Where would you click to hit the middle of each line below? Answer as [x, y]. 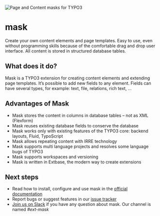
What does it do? [31, 66]
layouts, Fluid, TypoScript [37, 136]
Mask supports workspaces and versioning [55, 157]
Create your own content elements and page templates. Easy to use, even [79, 40]
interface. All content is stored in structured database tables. [65, 51]
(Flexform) [23, 120]
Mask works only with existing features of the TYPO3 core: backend [80, 131]
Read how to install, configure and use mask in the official [70, 189]
